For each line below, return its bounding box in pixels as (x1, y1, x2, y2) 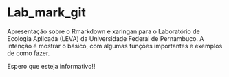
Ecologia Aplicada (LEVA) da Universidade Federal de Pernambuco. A (7, 34, 204, 42)
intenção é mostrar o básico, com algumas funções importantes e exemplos (7, 42, 223, 50)
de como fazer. (7, 49, 50, 57)
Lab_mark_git (7, 5, 86, 20)
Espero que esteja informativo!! (7, 62, 96, 70)
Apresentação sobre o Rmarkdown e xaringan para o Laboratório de (7, 27, 201, 35)
